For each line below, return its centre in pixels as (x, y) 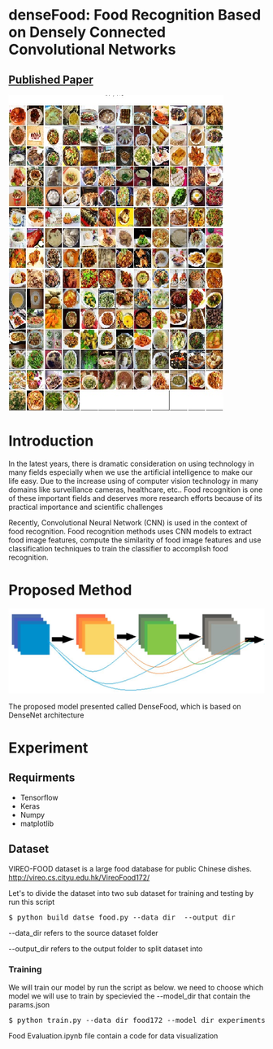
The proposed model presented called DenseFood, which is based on (125, 706)
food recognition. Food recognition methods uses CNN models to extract (130, 531)
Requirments (42, 778)
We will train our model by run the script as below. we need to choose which (136, 987)
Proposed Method (70, 590)
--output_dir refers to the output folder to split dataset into (106, 948)
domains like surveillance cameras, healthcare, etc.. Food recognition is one (136, 489)
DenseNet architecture (46, 715)
